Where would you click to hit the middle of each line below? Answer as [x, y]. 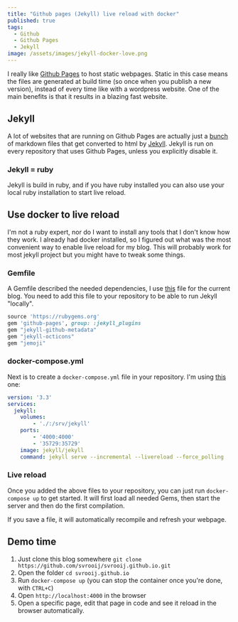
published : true [31, 21]
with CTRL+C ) [36, 588]
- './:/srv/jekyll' [62, 424]
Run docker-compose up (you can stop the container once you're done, [120, 580]
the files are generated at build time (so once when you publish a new [109, 81]
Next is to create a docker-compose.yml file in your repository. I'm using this [117, 377]
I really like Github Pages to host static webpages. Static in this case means [118, 74]
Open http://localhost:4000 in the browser [82, 595]
